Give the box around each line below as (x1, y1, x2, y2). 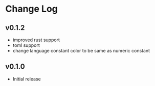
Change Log (5, 3, 58, 15)
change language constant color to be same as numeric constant (12, 48, 150, 53)
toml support (12, 42, 40, 48)
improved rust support (12, 37, 60, 43)
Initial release (12, 76, 41, 82)
